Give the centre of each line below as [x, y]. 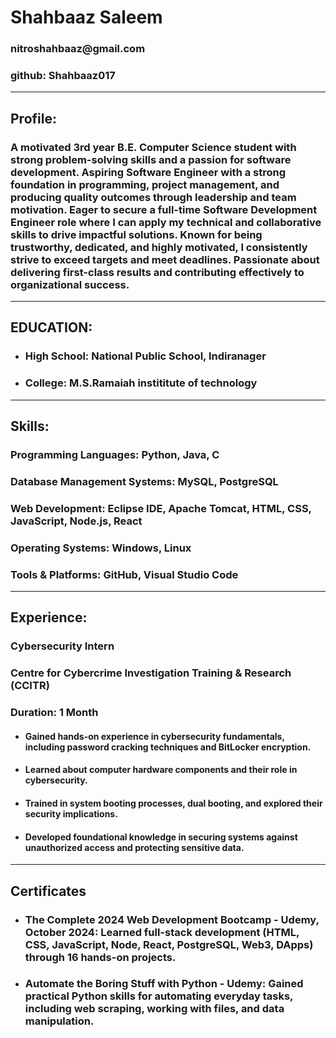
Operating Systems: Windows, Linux [101, 548]
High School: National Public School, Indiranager [145, 356]
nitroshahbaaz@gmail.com [78, 49]
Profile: [33, 118]
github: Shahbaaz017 [63, 76]
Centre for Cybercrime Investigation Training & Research [151, 673]
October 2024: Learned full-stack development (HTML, [162, 932]
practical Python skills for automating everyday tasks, [159, 996]
